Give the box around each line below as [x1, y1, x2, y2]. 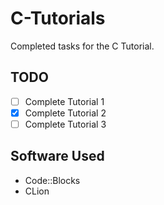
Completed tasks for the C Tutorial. [10, 40, 155, 52]
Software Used [10, 148, 105, 165]
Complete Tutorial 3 [24, 118, 107, 130]
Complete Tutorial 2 [24, 107, 107, 119]
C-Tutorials [10, 7, 106, 30]
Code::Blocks [24, 174, 81, 186]
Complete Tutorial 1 [24, 95, 105, 107]
